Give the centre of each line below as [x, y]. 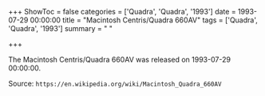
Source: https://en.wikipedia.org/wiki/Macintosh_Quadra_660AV [115, 84]
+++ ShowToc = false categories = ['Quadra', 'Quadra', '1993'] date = [123, 12]
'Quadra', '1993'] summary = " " [61, 28]
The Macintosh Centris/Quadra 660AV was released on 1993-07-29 [120, 60]
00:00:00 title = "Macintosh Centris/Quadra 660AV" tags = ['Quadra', [144, 20]
